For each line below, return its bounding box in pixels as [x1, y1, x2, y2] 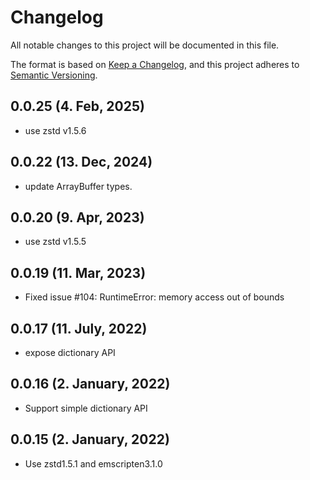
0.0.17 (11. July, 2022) [10, 320, 148, 337]
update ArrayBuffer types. [24, 180, 133, 192]
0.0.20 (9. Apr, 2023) [10, 209, 145, 226]
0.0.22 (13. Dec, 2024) [10, 154, 153, 171]
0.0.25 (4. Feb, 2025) [10, 98, 145, 115]
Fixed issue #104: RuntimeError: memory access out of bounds [24, 291, 285, 303]
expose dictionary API [24, 347, 116, 358]
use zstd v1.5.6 [24, 124, 87, 136]
